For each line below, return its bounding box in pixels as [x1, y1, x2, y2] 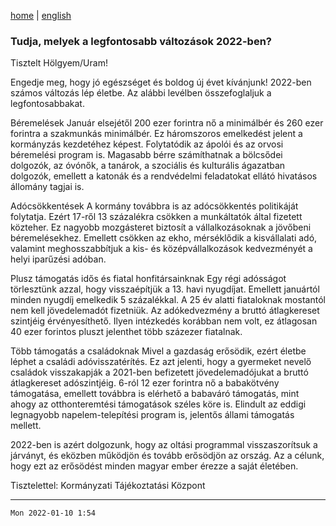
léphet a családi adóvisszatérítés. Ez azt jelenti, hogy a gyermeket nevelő [10, 356, 312, 368]
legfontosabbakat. [10, 98, 85, 110]
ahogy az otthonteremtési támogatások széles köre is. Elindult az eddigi [10, 398, 307, 410]
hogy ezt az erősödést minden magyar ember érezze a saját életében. [10, 460, 299, 472]
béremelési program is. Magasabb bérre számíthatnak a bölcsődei [10, 149, 283, 161]
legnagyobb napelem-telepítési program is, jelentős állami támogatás [10, 409, 295, 421]
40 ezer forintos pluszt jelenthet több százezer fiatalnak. [10, 326, 243, 338]
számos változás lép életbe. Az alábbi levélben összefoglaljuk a [10, 87, 272, 99]
